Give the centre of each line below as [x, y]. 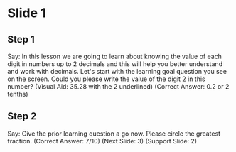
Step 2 [22, 116]
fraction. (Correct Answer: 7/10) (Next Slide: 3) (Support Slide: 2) [102, 141]
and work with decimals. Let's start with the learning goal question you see [117, 71]
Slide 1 [27, 13]
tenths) [18, 94]
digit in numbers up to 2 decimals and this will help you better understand [115, 64]
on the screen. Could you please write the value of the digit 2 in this [106, 79]
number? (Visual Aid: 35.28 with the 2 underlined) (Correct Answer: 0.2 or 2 [118, 86]
